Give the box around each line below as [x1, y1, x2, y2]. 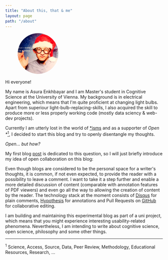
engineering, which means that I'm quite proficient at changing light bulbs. [5, 99, 158, 105]
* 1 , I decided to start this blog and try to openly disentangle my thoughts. [5, 130, 155, 137]
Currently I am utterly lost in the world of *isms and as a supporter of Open [5, 125, 159, 131]
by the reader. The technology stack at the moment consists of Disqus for [5, 192, 157, 198]
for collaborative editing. [5, 203, 56, 209]
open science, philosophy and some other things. [5, 228, 107, 235]
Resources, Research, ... [5, 249, 55, 255]
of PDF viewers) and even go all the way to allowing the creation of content [5, 187, 160, 193]
